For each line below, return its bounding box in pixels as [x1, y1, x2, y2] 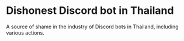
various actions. [6, 29, 45, 36]
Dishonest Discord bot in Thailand [6, 4, 174, 17]
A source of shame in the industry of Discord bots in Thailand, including [6, 23, 179, 30]
